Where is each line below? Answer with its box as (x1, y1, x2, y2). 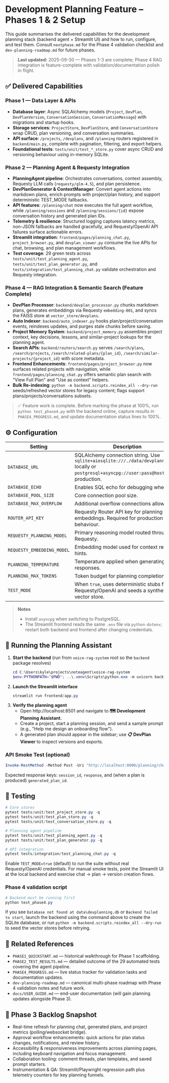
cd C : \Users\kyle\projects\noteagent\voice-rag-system (12, 670, 130, 675)
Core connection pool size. (74, 492, 138, 499)
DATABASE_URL (8, 464, 39, 470)
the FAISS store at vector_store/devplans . (12, 313, 100, 319)
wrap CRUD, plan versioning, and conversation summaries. (12, 130, 135, 136)
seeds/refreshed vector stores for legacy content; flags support (12, 388, 145, 394)
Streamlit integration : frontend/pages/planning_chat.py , (12, 234, 131, 240)
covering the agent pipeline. (12, 964, 71, 970)
